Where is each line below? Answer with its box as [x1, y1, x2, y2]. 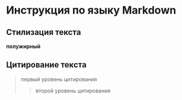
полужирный [6, 43, 41, 50]
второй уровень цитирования [35, 87, 111, 94]
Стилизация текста [6, 27, 81, 37]
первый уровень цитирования [20, 75, 97, 83]
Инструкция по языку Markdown [6, 4, 177, 17]
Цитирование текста [6, 60, 87, 70]
